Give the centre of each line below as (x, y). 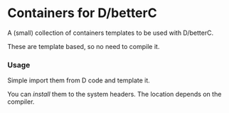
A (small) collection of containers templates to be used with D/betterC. (111, 33)
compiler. (21, 102)
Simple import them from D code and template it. (79, 80)
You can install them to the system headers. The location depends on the (114, 95)
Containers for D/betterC (82, 13)
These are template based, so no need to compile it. (84, 46)
